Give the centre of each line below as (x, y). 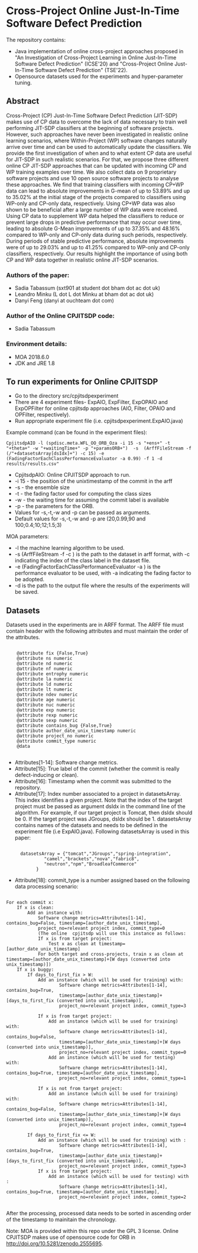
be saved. (27, 592)
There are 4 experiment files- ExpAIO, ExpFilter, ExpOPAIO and (91, 402)
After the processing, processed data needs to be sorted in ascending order (99, 1213)
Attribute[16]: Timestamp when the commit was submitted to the (93, 782)
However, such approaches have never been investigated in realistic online (97, 134)
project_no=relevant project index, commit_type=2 (122, 1197)
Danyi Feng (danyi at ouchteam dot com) (64, 301)
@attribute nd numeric (45, 664)
